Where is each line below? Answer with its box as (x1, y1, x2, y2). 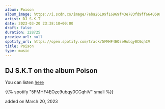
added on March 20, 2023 (5, 99, 58, 105)
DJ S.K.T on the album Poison (5, 66, 98, 75)
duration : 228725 (5, 30, 41, 35)
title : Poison (5, 44, 34, 49)
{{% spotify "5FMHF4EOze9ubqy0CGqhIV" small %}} (5, 89, 114, 95)
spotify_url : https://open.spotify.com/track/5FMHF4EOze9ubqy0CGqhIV (5, 39, 151, 44)
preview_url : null (5, 35, 43, 40)
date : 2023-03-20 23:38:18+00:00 (5, 21, 74, 26)
